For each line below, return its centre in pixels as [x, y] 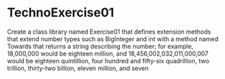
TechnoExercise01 [61, 13]
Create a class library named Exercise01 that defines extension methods [109, 32]
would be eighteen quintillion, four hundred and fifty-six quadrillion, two [108, 60]
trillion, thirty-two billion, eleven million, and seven [78, 68]
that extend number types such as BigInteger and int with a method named [113, 38]
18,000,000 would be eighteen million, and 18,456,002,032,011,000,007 [108, 54]
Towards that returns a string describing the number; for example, [100, 46]
